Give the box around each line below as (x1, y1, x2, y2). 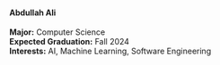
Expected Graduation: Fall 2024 (9, 37, 130, 47)
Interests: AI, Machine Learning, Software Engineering (9, 45, 212, 57)
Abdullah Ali (9, 7, 57, 18)
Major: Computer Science (9, 27, 106, 37)
